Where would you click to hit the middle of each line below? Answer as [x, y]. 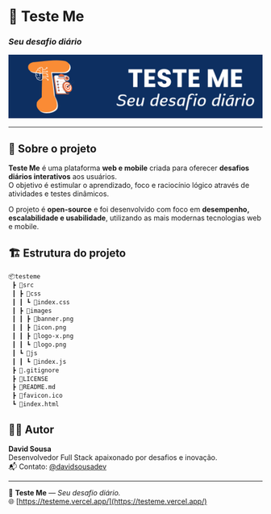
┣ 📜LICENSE [30, 378]
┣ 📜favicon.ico [37, 396]
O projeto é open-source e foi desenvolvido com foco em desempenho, [129, 210]
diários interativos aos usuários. [63, 177]
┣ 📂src [23, 285]
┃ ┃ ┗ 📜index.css [41, 302]
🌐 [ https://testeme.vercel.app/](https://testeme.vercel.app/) [108, 501]
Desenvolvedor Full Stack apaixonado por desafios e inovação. [113, 457]
